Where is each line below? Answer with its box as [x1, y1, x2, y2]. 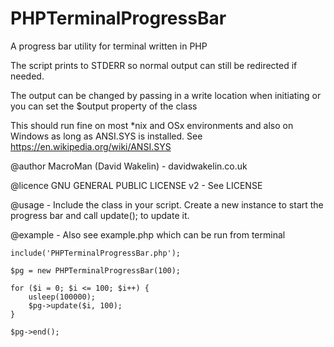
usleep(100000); [28, 292, 97, 302]
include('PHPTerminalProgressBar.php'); [10, 248, 182, 258]
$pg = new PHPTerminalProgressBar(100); [10, 265, 182, 276]
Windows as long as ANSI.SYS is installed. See [10, 130, 203, 142]
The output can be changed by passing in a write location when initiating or [10, 89, 322, 101]
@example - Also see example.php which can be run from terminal [10, 228, 286, 241]
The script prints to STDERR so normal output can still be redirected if [10, 59, 298, 71]
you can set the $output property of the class [10, 100, 198, 112]
